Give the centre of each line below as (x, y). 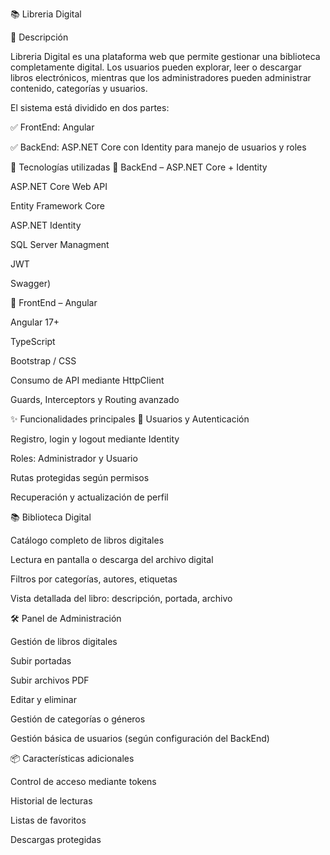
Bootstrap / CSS (43, 361)
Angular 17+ (35, 322)
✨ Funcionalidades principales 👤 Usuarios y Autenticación (130, 419)
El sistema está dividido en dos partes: (90, 107)
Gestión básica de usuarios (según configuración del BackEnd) (140, 738)
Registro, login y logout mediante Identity (95, 439)
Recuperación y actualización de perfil (89, 497)
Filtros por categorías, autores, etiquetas (94, 579)
